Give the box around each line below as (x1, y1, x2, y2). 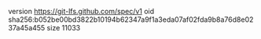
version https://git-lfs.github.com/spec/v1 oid (8, 7, 155, 16)
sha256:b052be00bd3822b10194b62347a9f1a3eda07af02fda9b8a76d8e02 (8, 15, 254, 24)
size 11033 (46, 23, 81, 32)
